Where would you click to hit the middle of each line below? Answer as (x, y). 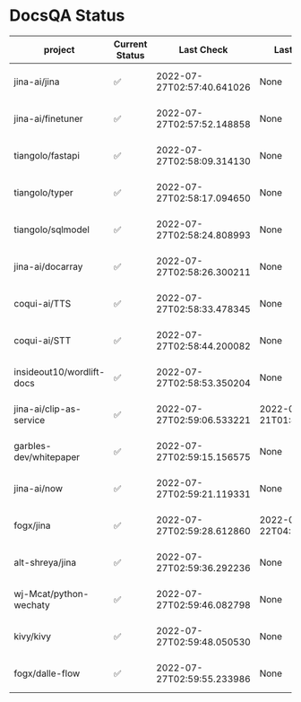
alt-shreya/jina (45, 562)
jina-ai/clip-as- (48, 409)
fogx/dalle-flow (47, 673)
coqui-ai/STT (43, 340)
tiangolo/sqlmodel (52, 230)
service (30, 420)
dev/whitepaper (47, 456)
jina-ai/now (39, 488)
